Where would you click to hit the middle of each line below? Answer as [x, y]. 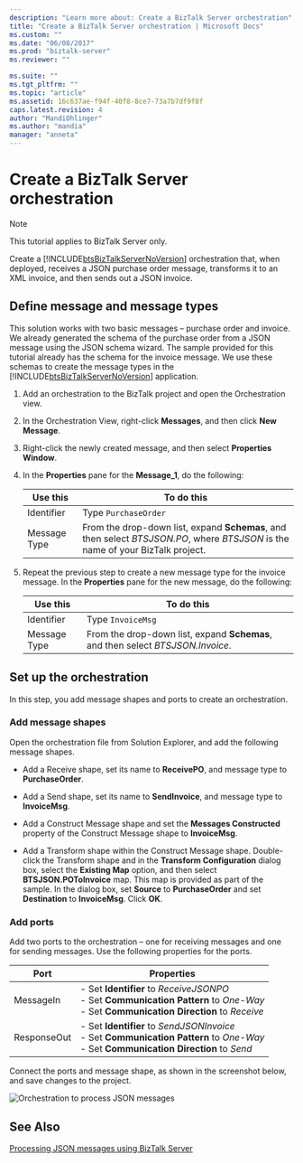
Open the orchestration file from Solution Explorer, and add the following [144, 742]
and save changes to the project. [70, 1081]
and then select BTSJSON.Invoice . [159, 645]
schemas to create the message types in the [92, 366]
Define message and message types [114, 307]
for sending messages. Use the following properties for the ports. [131, 952]
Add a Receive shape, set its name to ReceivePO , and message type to [154, 769]
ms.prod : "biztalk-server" [60, 52]
